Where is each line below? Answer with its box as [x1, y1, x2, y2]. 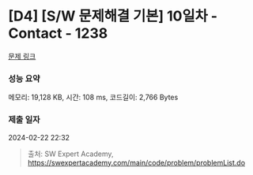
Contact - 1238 [8, 24, 108, 43]
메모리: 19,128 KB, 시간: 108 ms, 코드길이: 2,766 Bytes [8, 92, 179, 102]
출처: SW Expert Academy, [27, 149, 114, 158]
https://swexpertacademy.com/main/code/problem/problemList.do [27, 158, 246, 167]
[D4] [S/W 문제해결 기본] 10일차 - [8, 7, 218, 25]
